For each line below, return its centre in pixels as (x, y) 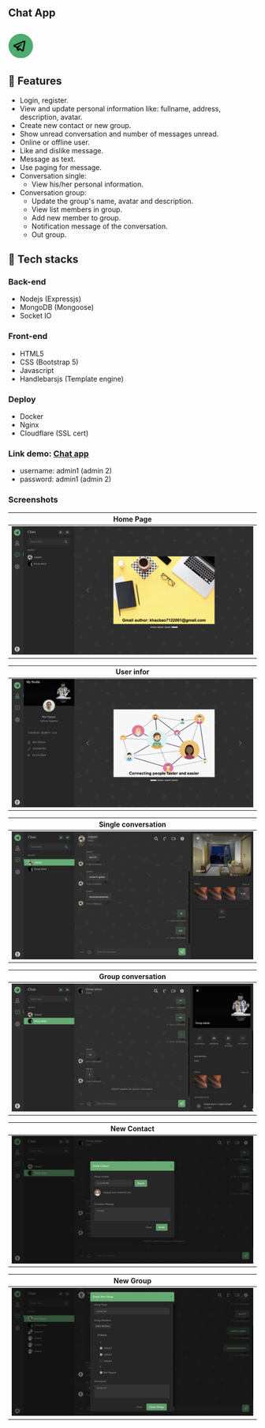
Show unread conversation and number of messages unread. (119, 134)
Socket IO (35, 316)
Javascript (37, 370)
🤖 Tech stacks (43, 259)
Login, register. (44, 100)
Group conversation (132, 976)
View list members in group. (77, 209)
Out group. (49, 234)
